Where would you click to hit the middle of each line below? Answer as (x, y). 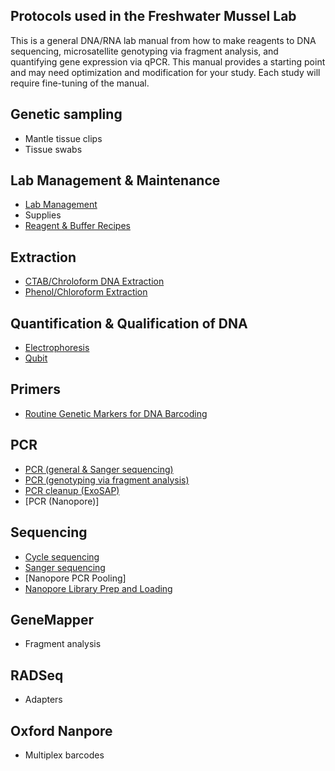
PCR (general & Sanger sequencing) (99, 469)
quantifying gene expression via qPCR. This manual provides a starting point (168, 61)
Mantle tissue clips (63, 138)
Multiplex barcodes (64, 755)
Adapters (43, 700)
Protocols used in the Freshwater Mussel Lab (153, 16)
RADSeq (37, 675)
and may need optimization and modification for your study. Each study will (165, 72)
